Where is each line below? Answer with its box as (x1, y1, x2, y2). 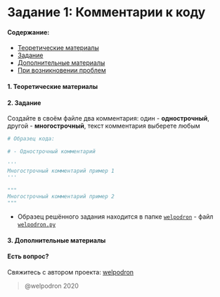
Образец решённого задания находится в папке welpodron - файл (17, 212, 214, 221)
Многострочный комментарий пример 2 (7, 193, 115, 200)
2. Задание (7, 98, 41, 107)
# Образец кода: (7, 135, 55, 143)
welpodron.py (17, 222, 56, 229)
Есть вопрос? (7, 252, 49, 261)
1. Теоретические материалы (7, 82, 98, 90)
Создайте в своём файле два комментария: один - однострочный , (7, 114, 209, 123)
